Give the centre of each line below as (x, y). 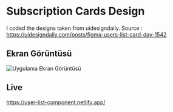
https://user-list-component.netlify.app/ (56, 102)
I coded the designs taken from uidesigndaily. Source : (74, 28)
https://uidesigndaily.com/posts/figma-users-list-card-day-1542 (86, 34)
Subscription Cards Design (76, 11)
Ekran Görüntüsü (39, 54)
